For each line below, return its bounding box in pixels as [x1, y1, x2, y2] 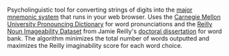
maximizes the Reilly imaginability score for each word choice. [7, 42, 183, 49]
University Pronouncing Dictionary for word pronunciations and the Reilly [7, 20, 213, 28]
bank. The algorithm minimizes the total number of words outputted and [7, 34, 210, 43]
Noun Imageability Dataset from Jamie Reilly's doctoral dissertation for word [7, 27, 222, 35]
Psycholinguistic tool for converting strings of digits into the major [7, 6, 193, 13]
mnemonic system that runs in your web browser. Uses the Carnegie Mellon [7, 13, 221, 21]
